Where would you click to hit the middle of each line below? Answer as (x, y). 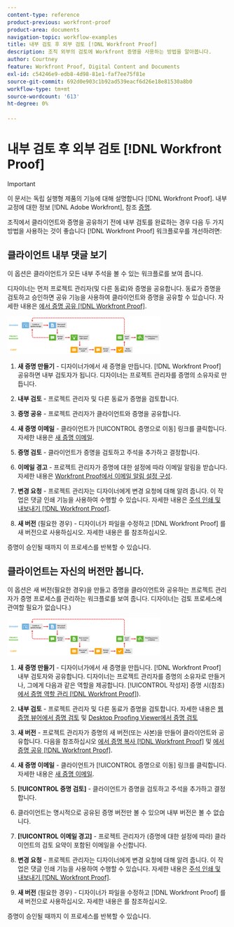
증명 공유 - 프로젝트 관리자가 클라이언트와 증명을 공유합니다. (99, 413)
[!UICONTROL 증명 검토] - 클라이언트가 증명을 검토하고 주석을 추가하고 (115, 789)
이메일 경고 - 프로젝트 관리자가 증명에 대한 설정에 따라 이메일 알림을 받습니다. (122, 467)
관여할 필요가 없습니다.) (39, 607)
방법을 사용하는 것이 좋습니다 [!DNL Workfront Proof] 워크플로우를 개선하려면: (115, 231)
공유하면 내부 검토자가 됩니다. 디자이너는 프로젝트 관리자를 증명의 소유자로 (118, 375)
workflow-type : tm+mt (39, 89)
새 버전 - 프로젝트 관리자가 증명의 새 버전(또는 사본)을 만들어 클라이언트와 (117, 732)
